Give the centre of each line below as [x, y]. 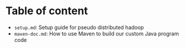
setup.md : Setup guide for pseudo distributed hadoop [79, 27]
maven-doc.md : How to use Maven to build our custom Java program [96, 33]
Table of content [47, 11]
